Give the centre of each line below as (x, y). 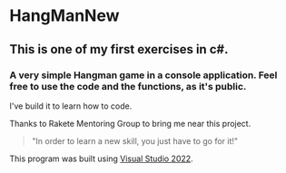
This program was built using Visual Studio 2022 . (101, 159)
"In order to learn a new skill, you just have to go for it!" (135, 140)
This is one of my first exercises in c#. (119, 49)
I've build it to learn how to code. (71, 106)
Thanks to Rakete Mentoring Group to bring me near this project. (130, 123)
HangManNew (64, 16)
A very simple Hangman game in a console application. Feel (143, 75)
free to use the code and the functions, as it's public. (128, 86)
